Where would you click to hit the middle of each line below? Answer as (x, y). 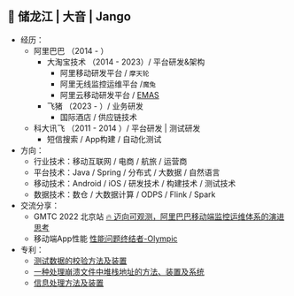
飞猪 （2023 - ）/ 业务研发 (95, 106)
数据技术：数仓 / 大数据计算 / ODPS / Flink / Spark (124, 194)
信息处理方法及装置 (69, 283)
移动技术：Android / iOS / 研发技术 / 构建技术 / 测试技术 (135, 183)
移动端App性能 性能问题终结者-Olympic (105, 239)
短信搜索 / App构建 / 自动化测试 (104, 139)
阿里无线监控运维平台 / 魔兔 (108, 84)
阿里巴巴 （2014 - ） (71, 50)
